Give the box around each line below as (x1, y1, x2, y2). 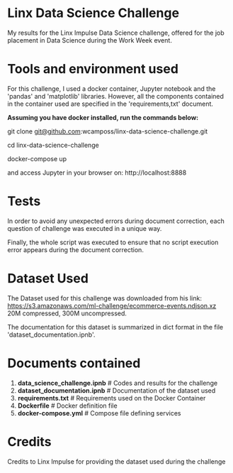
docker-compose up (7, 154, 67, 163)
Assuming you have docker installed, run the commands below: (7, 113, 199, 121)
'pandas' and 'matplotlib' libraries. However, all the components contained (7, 92, 225, 100)
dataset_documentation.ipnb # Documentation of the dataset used (17, 386, 216, 395)
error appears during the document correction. (7, 245, 144, 254)
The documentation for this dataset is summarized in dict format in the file (7, 322, 224, 331)
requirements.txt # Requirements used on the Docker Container (17, 393, 206, 402)
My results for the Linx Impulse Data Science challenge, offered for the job (7, 28, 225, 37)
